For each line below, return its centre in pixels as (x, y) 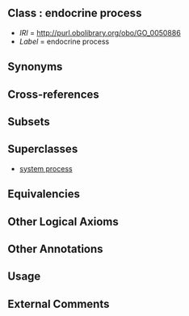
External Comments (59, 303)
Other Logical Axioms (63, 221)
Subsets (29, 122)
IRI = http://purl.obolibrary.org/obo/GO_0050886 (100, 32)
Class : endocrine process (75, 13)
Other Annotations (55, 249)
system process (46, 168)
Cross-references (54, 94)
